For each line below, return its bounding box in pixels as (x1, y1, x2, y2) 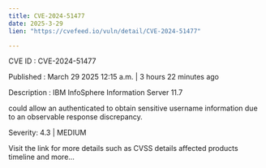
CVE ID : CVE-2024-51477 (8, 56, 97, 66)
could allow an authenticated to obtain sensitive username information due (8, 103, 258, 114)
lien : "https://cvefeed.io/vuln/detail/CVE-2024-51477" (8, 27, 201, 35)
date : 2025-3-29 (8, 19, 63, 28)
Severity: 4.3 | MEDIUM (8, 127, 87, 138)
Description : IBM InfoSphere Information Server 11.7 (8, 88, 183, 97)
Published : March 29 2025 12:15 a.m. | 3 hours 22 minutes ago (8, 72, 220, 82)
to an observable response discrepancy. (8, 112, 144, 122)
